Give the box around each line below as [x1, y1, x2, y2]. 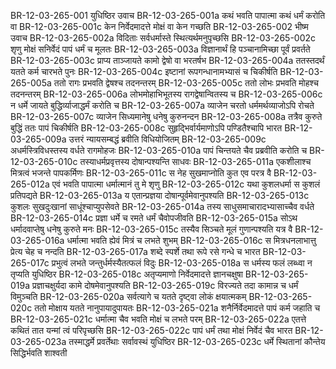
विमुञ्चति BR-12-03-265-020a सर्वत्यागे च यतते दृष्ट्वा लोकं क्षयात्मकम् [10, 291, 247, 302]
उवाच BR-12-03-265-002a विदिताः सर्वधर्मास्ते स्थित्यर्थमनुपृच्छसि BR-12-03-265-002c [10, 32, 317, 44]
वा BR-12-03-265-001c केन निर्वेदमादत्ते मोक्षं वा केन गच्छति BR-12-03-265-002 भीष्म [10, 21, 309, 32]
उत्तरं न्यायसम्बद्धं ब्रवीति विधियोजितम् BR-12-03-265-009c [68, 133, 267, 145]
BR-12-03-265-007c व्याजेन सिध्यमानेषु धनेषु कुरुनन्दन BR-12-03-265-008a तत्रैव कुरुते [10, 111, 323, 122]
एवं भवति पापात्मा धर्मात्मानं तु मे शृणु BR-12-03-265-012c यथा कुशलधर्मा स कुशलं [51, 178, 321, 190]
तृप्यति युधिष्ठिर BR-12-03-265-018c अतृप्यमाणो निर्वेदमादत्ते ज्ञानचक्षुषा [10, 268, 243, 280]
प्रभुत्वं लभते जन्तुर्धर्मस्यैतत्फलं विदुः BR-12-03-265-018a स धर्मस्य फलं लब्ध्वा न [51, 257, 313, 269]
